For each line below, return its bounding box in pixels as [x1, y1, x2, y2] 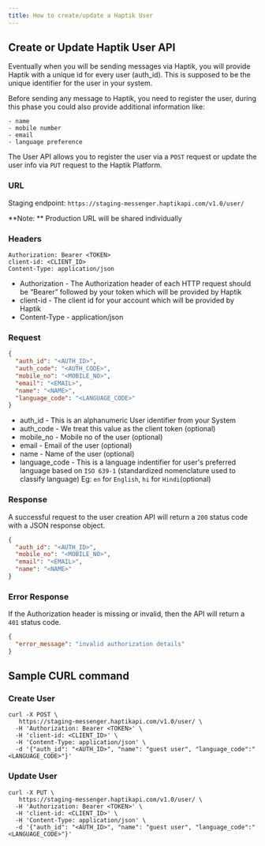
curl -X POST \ [8, 711, 58, 719]
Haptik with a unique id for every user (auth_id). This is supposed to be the [8, 70, 251, 80]
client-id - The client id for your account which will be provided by [19, 295, 235, 305]
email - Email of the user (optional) [19, 441, 132, 450]
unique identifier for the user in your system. [8, 78, 153, 88]
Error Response [8, 591, 69, 602]
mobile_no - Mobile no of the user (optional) [19, 432, 163, 442]
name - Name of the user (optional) [19, 449, 135, 459]
